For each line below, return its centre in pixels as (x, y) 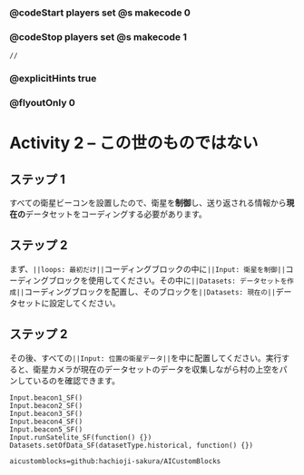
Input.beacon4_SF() (46, 422)
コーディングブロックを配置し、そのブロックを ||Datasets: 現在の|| (150, 291)
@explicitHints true (53, 79)
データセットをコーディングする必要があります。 (116, 214)
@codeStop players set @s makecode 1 (98, 36)
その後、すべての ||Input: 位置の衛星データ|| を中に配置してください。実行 (146, 358)
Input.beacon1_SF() (46, 397)
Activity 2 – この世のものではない (134, 143)
